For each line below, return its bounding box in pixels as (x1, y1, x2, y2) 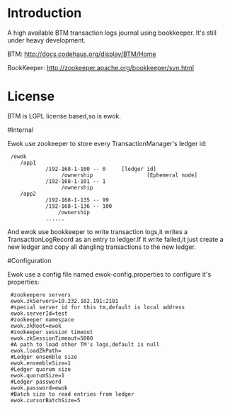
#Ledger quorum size (10, 365, 71, 373)
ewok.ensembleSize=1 (10, 360, 71, 367)
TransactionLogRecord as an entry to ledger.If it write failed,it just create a (7, 235, 224, 243)
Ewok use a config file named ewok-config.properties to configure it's (7, 270, 212, 278)
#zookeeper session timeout (10, 328, 93, 336)
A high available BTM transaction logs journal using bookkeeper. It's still (7, 28, 217, 37)
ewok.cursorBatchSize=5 (10, 397, 81, 404)
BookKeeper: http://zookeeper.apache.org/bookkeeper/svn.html (7, 63, 195, 72)
